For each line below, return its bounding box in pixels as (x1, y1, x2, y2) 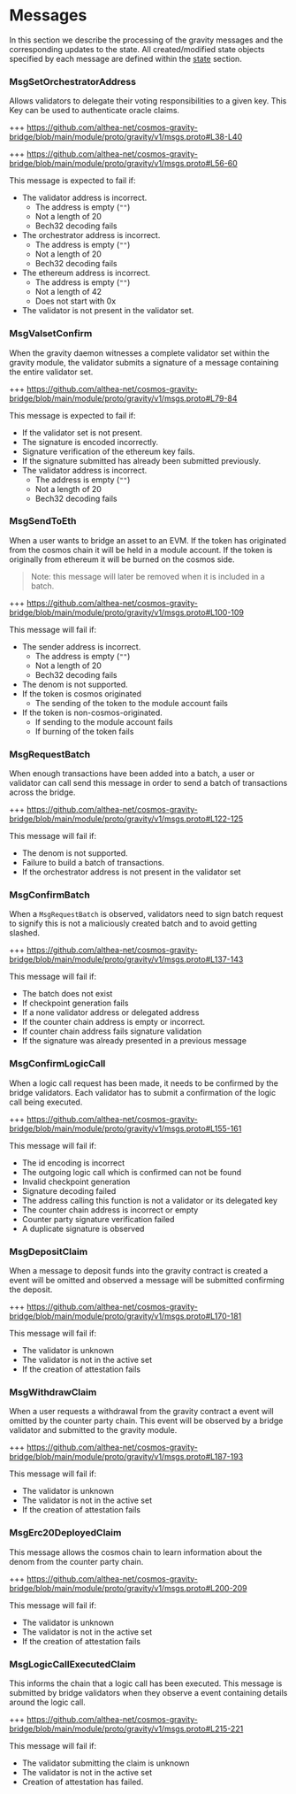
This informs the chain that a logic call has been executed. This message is (9, 1678, 283, 1689)
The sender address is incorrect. (21, 641, 141, 651)
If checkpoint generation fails (21, 997, 129, 1009)
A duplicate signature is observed (21, 1223, 145, 1234)
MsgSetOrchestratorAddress (9, 75, 137, 88)
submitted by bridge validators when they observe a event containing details (9, 1687, 288, 1698)
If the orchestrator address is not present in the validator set (21, 866, 241, 877)
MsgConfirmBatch (9, 889, 90, 901)
